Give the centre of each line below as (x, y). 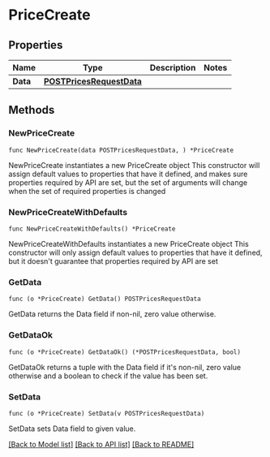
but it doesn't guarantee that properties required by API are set (114, 261)
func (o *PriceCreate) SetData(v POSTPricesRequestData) (107, 413)
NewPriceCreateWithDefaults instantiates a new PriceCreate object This (129, 244)
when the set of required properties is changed (87, 191)
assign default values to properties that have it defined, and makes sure (128, 174)
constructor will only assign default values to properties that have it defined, (135, 252)
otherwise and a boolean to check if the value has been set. (108, 376)
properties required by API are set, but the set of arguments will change (128, 182)
